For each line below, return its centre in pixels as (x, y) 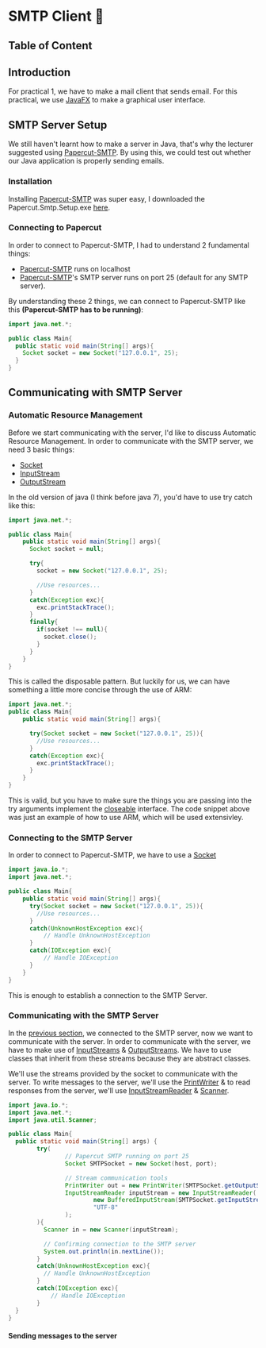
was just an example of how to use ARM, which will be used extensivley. (126, 818)
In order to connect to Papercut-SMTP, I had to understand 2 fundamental (129, 245)
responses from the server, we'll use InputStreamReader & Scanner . (119, 1090)
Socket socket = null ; (66, 549)
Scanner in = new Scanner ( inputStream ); (111, 1230)
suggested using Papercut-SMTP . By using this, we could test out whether (130, 152)
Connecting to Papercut (55, 228)
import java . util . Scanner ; (53, 1120)
